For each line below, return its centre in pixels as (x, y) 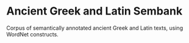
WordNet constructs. (33, 34)
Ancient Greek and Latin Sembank (94, 11)
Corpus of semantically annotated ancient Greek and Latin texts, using (95, 28)
